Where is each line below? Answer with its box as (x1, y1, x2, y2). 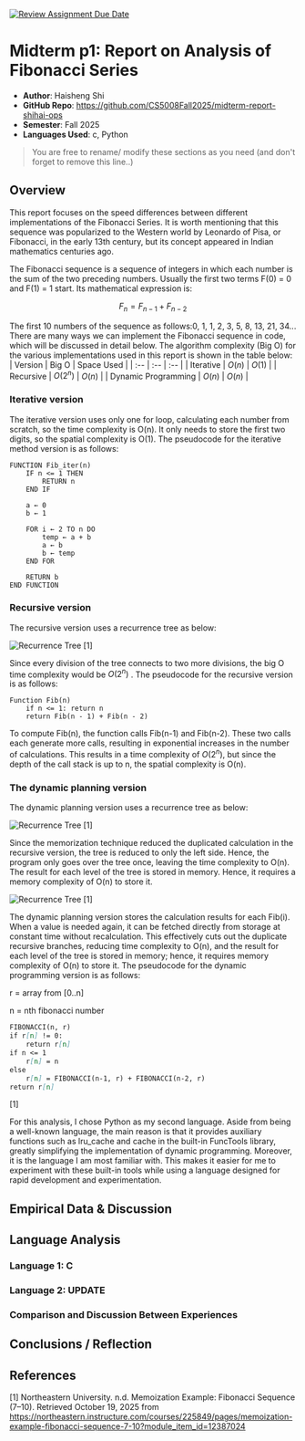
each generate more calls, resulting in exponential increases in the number (9, 737, 290, 748)
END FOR (25, 557, 55, 566)
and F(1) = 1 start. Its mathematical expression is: (9, 283, 193, 294)
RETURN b (25, 572, 59, 581)
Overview (9, 183, 66, 198)
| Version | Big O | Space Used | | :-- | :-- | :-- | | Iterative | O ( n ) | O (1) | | (9, 359, 278, 370)
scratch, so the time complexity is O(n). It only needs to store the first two (9, 423, 286, 434)
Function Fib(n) (9, 696, 71, 705)
